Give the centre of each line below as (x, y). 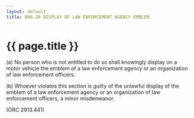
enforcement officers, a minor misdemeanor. (61, 99)
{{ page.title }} (43, 46)
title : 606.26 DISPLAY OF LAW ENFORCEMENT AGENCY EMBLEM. (79, 17)
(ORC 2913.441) (25, 110)
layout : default (26, 11)
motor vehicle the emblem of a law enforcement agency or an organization (97, 69)
